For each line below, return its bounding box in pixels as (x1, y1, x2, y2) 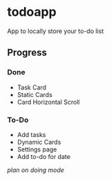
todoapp (7, 4, 57, 20)
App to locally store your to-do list (7, 27, 104, 35)
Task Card (17, 83, 47, 92)
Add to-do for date (17, 152, 71, 160)
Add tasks (17, 130, 46, 138)
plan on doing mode (7, 166, 64, 174)
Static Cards (17, 90, 53, 98)
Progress (7, 47, 47, 58)
